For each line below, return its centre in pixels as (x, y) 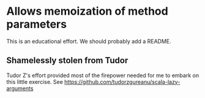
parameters (37, 24)
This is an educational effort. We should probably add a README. (89, 41)
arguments (20, 88)
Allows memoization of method (87, 11)
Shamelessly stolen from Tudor (67, 60)
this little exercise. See (35, 81)
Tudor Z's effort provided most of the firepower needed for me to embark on (103, 75)
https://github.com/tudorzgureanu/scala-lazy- (122, 81)
